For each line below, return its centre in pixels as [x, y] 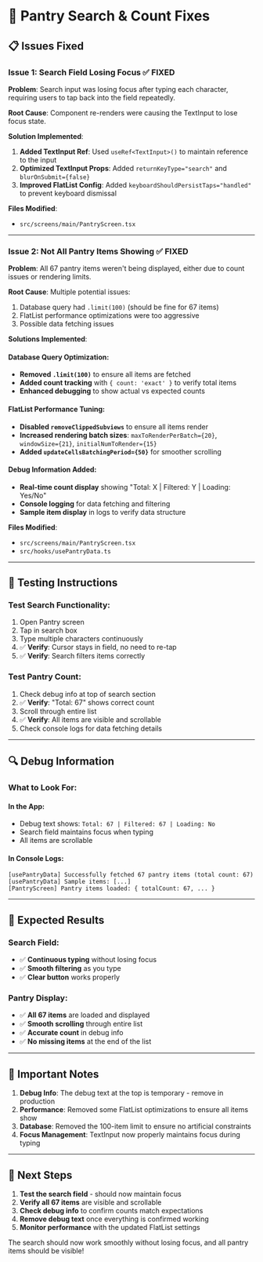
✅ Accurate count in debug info [71, 1033]
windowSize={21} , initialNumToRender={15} [88, 443]
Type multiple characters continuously [81, 639]
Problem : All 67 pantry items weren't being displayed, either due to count [126, 268]
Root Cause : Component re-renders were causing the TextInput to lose [123, 112]
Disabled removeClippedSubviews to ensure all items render [114, 426]
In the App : [27, 806]
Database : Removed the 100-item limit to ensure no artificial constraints [135, 1126]
